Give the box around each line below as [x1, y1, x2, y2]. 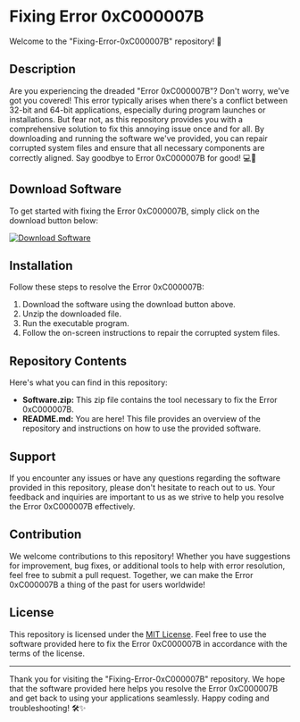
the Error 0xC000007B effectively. [9, 501, 136, 511]
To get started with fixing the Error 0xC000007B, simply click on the [9, 206, 261, 216]
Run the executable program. [21, 318, 129, 329]
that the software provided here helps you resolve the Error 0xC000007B [9, 683, 279, 693]
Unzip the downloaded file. [21, 308, 122, 319]
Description [9, 62, 76, 77]
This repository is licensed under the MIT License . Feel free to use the [9, 628, 267, 640]
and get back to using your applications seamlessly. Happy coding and [9, 693, 270, 703]
